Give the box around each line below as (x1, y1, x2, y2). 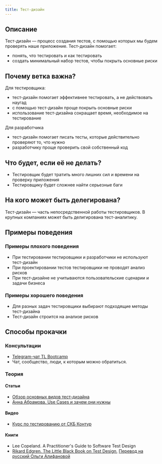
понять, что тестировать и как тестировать (12, 53, 102, 59)
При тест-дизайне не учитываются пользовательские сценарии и (12, 275, 149, 281)
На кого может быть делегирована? (5, 196, 121, 204)
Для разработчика (5, 125, 44, 131)
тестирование (12, 115, 41, 121)
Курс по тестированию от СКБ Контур (12, 421, 92, 427)
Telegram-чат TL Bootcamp (12, 353, 68, 359)
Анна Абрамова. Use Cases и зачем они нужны (12, 399, 111, 405)
